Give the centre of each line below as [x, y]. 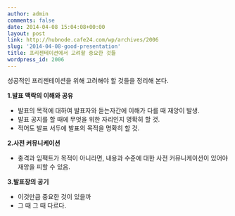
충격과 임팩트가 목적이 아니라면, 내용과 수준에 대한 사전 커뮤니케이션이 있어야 [123, 158]
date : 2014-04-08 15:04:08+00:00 [56, 27]
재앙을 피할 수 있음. [44, 167]
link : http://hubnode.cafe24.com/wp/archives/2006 [83, 40]
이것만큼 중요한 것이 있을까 [54, 196]
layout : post [26, 33]
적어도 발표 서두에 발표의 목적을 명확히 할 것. [78, 128]
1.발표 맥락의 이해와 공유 [40, 95]
